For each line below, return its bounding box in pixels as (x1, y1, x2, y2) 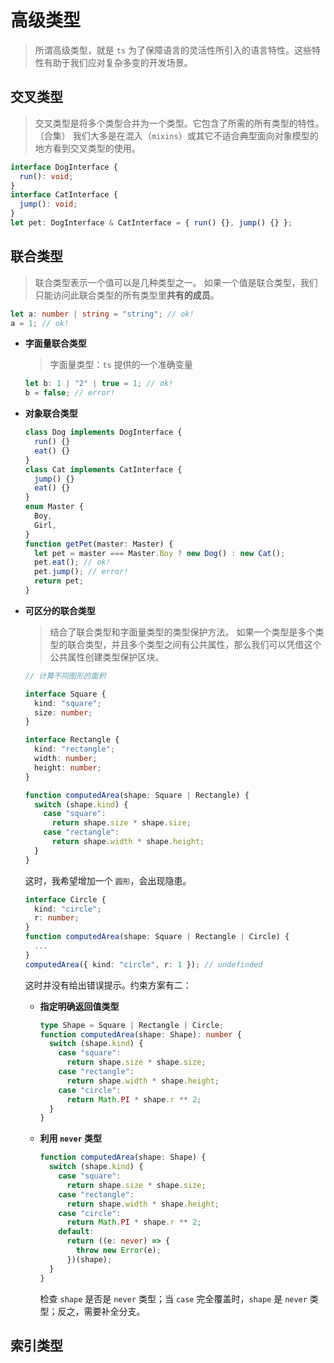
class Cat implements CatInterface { (24, 464, 183, 475)
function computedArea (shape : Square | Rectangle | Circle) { (24, 932, 290, 942)
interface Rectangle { (24, 735, 120, 745)
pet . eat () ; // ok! (34, 557, 111, 568)
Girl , (34, 520, 57, 530)
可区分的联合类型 (24, 604, 96, 616)
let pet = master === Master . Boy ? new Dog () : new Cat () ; (34, 548, 286, 558)
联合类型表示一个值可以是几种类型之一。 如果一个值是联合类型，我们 (34, 276, 318, 288)
